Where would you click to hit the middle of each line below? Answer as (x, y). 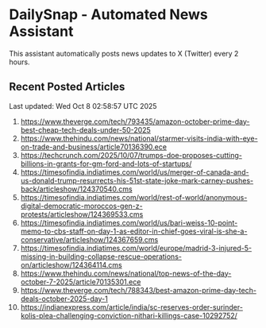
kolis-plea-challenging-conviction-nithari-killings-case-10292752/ (129, 315)
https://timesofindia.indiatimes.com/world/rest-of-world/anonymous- (134, 197)
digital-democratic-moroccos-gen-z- (81, 206)
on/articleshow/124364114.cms (71, 264)
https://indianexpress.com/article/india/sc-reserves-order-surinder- (131, 307)
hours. (19, 62)
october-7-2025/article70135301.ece (81, 282)
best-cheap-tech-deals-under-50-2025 (86, 129)
